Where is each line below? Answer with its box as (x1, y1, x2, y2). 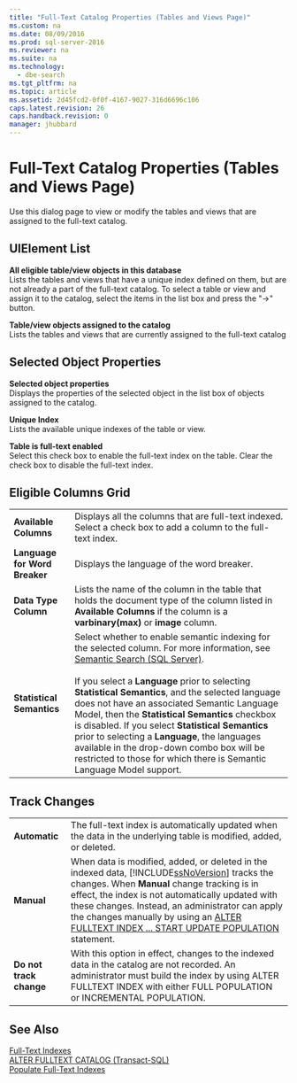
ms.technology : (9, 63, 65, 72)
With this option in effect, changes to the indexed (70, 948, 274, 960)
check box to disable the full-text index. (9, 460, 154, 470)
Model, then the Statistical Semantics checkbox (74, 708, 277, 721)
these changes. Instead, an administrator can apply (70, 900, 283, 912)
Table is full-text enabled (9, 440, 103, 452)
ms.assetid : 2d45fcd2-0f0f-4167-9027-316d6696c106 (9, 95, 200, 104)
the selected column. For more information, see (74, 642, 271, 654)
